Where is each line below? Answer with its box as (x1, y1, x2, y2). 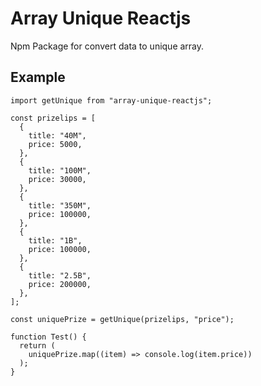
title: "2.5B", (28, 270, 92, 281)
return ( (19, 340, 56, 351)
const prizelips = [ (10, 113, 97, 123)
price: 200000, (28, 279, 92, 289)
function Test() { (10, 332, 87, 342)
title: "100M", (28, 165, 92, 176)
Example (10, 69, 66, 86)
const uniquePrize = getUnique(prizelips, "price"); (10, 314, 235, 324)
